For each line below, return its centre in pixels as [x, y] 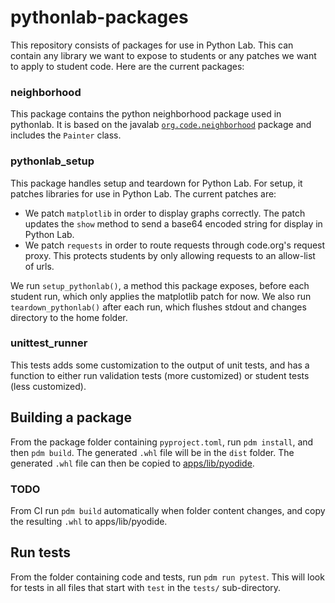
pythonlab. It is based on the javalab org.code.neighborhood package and [161, 125]
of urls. [39, 266]
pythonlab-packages [99, 17]
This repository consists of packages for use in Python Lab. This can [152, 45]
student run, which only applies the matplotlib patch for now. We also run [161, 296]
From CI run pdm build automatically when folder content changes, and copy [168, 510]
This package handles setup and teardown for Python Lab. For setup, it [156, 183]
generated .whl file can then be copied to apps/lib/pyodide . [132, 463]
